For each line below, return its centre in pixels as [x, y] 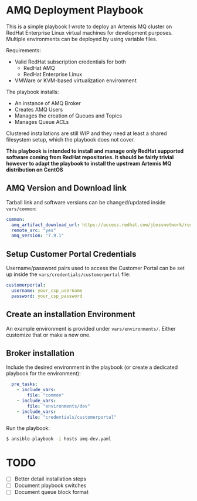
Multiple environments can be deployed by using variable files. [82, 39]
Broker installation [40, 353]
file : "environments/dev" [59, 406]
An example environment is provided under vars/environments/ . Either [91, 328]
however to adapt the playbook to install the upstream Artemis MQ [89, 163]
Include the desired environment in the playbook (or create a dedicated [92, 367]
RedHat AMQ [39, 68]
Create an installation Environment [71, 315]
